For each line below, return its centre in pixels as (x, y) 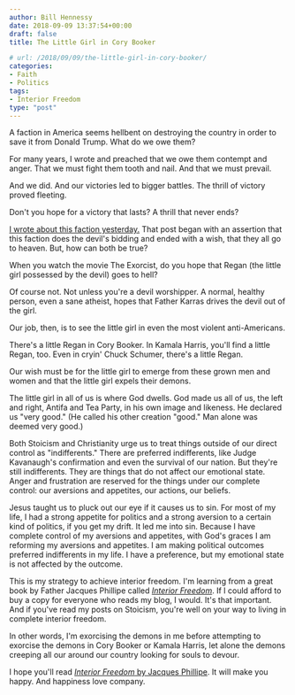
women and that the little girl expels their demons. (100, 381)
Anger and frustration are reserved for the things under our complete (135, 481)
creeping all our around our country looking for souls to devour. (125, 655)
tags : (19, 91)
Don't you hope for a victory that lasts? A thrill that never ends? (124, 212)
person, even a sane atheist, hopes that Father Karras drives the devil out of (147, 301)
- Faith (23, 75)
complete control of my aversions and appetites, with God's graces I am (140, 536)
